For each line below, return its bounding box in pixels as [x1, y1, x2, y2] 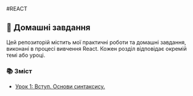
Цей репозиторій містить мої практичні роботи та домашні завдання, [6, 39, 186, 46]
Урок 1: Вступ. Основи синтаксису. [15, 83, 105, 90]
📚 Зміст [6, 66, 32, 75]
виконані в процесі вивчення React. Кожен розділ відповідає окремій [6, 45, 187, 52]
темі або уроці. [6, 51, 46, 59]
